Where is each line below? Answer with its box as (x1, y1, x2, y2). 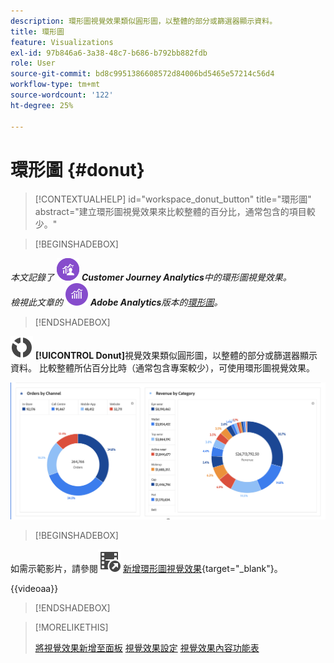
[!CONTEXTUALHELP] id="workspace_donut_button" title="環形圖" (34, 193, 312, 205)
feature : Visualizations (10, 37, 114, 47)
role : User (10, 58, 56, 69)
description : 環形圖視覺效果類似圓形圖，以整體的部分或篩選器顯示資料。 (10, 16, 278, 26)
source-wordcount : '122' (10, 90, 114, 100)
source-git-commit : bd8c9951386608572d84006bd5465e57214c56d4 (10, 69, 275, 79)
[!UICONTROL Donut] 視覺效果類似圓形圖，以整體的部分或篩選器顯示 (34, 350, 318, 362)
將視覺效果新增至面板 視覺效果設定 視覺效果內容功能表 (34, 642, 260, 654)
